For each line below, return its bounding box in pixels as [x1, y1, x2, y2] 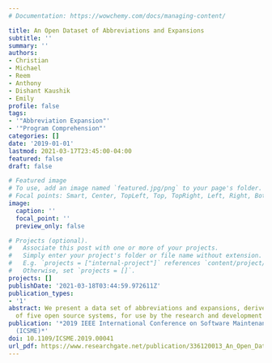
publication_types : [8, 289, 74, 297]
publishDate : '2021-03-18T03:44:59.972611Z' [8, 281, 161, 290]
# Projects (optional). [8, 237, 89, 245]
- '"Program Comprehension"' [8, 125, 107, 133]
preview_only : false [15, 222, 85, 230]
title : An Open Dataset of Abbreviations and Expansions [8, 26, 205, 35]
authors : [8, 49, 38, 58]
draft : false [8, 162, 53, 170]
